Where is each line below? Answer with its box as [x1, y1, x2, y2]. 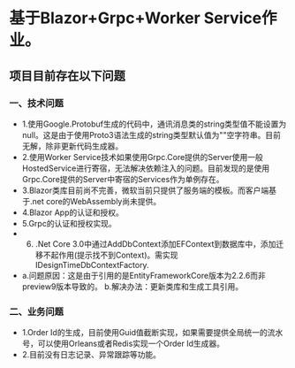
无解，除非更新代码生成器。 [21, 141, 124, 151]
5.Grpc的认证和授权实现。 [21, 218, 117, 228]
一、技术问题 [9, 96, 64, 109]
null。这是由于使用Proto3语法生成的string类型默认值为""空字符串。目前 [21, 129, 281, 140]
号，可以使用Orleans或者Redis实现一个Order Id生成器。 [21, 338, 225, 349]
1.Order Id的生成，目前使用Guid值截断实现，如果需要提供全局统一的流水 [21, 327, 284, 338]
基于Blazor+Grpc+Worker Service [9, 8, 262, 28]
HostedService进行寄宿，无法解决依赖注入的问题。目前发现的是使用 [21, 163, 270, 173]
